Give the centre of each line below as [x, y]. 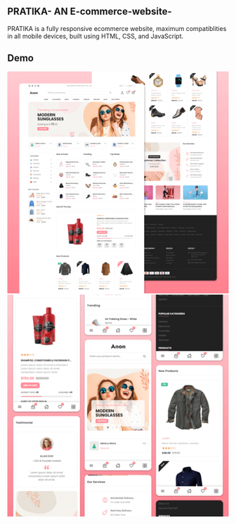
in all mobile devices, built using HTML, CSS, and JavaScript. [96, 36]
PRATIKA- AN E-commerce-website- [90, 12]
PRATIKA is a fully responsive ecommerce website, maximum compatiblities [117, 28]
